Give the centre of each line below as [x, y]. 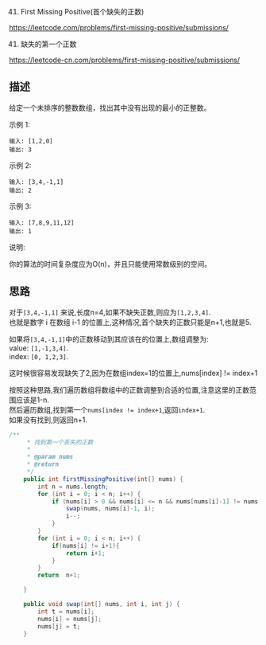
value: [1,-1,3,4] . [39, 348]
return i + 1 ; [85, 553]
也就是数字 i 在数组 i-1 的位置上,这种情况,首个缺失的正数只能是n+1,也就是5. [130, 322]
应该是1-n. [33, 400]
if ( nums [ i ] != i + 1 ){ [85, 545]
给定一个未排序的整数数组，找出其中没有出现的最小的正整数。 [110, 107]
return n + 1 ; [59, 576]
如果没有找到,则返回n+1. [48, 420]
